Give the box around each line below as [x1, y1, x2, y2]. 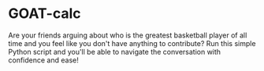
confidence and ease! [8, 55, 79, 65]
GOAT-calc [8, 5, 81, 23]
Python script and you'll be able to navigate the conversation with [8, 47, 221, 56]
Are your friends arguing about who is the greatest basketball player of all [8, 30, 247, 40]
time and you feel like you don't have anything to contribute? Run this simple [8, 38, 256, 48]
